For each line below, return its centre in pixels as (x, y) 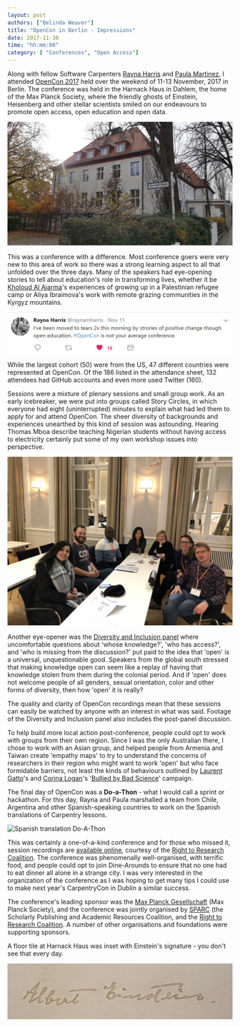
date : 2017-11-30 (33, 38)
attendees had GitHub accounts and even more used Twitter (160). (105, 380)
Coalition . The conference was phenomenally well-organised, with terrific (115, 858)
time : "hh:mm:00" (33, 45)
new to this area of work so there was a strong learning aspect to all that (114, 264)
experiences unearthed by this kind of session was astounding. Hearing (113, 424)
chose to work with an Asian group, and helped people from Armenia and (115, 748)
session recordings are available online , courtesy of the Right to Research (116, 850)
